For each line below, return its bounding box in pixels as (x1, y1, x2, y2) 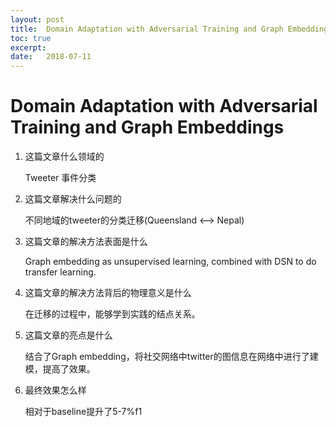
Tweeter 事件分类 (24, 172, 97, 184)
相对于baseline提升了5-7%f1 (24, 406, 143, 418)
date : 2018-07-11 (10, 52, 92, 62)
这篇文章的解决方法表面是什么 (24, 236, 148, 248)
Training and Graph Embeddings (10, 116, 285, 139)
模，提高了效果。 (24, 363, 96, 375)
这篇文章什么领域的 (24, 151, 105, 163)
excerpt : (10, 42, 47, 53)
